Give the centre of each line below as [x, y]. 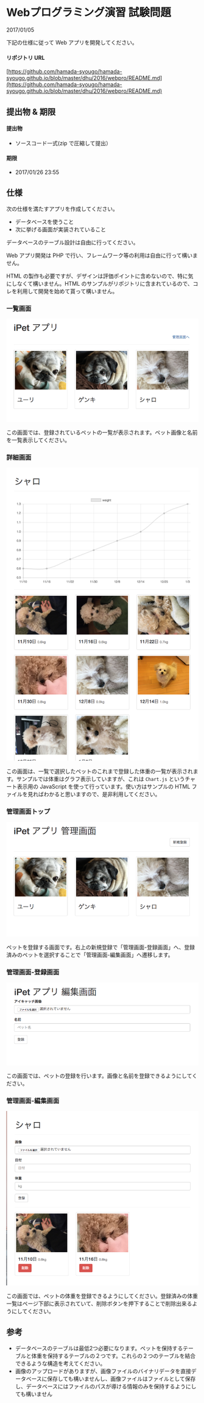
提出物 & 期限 [31, 111]
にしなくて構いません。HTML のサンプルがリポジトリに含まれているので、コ [102, 283]
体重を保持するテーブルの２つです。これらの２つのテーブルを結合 [114, 1355]
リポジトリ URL [26, 57]
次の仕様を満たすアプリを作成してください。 [62, 209]
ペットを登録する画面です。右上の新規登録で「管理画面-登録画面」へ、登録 [101, 947]
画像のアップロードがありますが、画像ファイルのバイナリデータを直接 [103, 1371]
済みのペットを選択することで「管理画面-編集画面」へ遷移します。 [90, 955]
